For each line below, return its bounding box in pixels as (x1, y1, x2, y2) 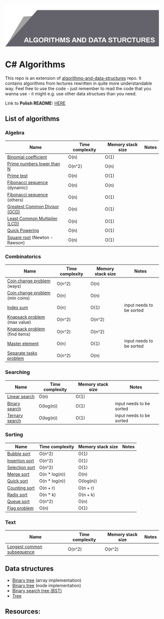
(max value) (7, 319, 31, 325)
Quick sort (7, 478, 28, 484)
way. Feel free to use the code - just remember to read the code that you (5, 86, 151, 92)
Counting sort (7, 485, 35, 491)
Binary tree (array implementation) (12, 577, 82, 583)
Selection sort (7, 464, 35, 470)
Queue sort (7, 499, 30, 504)
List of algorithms (5, 115, 60, 123)
